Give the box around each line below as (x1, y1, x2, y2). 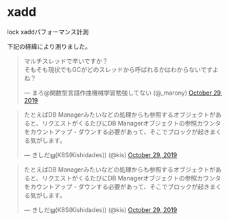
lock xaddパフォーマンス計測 (7, 27, 89, 36)
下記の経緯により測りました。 (7, 42, 91, 50)
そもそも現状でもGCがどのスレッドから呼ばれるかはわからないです (23, 65, 213, 73)
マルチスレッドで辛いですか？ (23, 56, 108, 65)
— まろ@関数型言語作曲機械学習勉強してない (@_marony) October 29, (23, 89, 223, 97)
